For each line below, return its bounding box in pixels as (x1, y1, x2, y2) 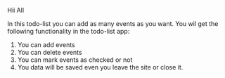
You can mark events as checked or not (17, 56, 133, 64)
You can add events (17, 41, 75, 48)
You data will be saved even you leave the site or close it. (17, 63, 184, 71)
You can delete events (17, 48, 82, 56)
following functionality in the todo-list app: (7, 27, 130, 35)
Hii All (7, 6, 25, 14)
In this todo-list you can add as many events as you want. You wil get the (7, 20, 219, 27)
